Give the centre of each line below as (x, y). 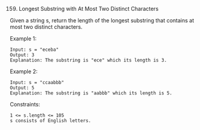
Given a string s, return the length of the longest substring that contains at (102, 20)
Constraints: (25, 104)
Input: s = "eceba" (34, 50)
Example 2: (24, 71)
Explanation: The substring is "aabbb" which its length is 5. (91, 93)
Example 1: (23, 38)
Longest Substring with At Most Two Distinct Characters (89, 9)
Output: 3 (22, 55)
